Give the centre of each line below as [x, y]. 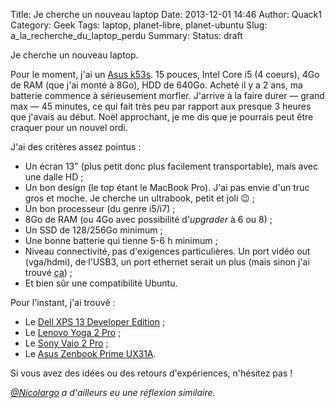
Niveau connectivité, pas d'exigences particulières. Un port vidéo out [167, 251]
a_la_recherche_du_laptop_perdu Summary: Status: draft [126, 35]
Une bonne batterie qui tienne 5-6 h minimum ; [121, 240]
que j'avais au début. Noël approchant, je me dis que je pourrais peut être [162, 117]
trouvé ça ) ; [48, 272]
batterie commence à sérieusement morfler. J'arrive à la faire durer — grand [167, 95]
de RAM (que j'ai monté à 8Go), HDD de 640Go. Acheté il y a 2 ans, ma [156, 85]
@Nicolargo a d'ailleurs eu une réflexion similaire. [113, 392]
